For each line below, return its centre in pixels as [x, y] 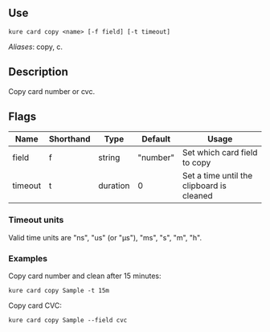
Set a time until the [217, 176]
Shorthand [70, 139]
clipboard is [204, 186]
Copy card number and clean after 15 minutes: [85, 276]
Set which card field [220, 153]
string [109, 158]
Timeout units [36, 220]
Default [156, 139]
